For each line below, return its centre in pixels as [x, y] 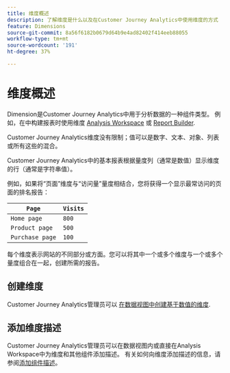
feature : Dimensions [37, 26]
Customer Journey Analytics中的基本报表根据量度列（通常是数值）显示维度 [113, 160]
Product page [32, 228]
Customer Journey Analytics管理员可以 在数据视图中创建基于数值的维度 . [109, 304]
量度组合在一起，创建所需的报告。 [55, 263]
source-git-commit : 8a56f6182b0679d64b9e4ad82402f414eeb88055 [98, 33]
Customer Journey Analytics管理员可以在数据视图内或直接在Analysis [104, 346]
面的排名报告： [28, 192]
